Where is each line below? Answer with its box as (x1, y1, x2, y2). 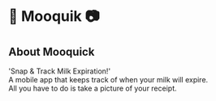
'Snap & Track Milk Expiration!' (8, 66, 111, 76)
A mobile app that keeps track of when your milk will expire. (8, 75, 209, 84)
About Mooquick (8, 44, 95, 58)
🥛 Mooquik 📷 (8, 7, 100, 26)
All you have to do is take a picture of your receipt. (8, 83, 177, 93)
